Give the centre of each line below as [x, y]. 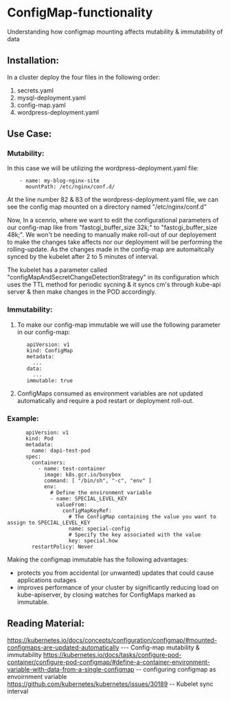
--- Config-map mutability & [160, 647]
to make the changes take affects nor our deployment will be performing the [115, 242]
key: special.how [93, 541]
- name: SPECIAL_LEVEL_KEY [89, 499]
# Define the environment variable [101, 493]
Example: [23, 418]
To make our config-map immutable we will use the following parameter [119, 325]
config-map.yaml [42, 105]
